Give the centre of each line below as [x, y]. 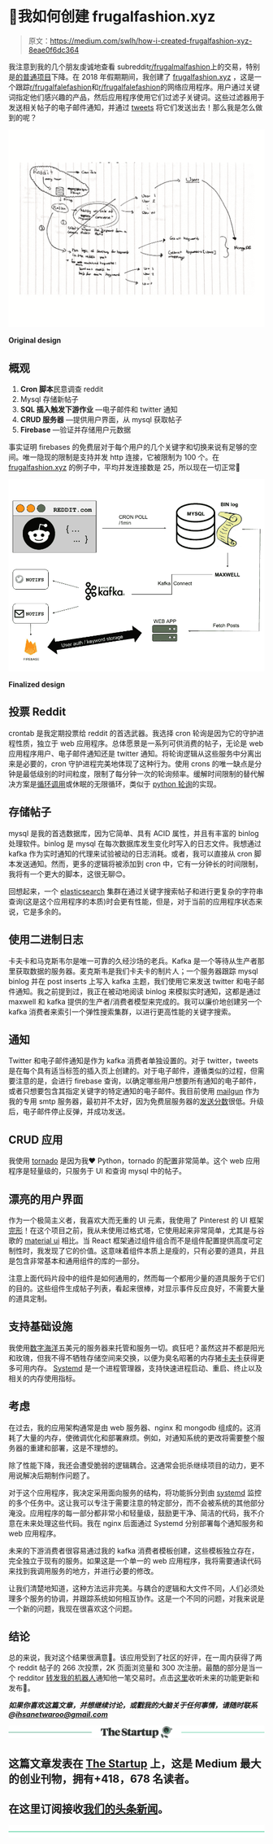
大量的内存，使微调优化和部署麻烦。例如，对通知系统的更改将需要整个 [140, 1437]
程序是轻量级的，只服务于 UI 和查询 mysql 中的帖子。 [97, 1171]
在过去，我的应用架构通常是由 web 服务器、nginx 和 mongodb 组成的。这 [131, 1428]
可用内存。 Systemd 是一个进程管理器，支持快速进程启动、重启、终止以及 [139, 1368]
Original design [35, 340]
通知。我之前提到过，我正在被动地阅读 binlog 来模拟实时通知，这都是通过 [138, 991]
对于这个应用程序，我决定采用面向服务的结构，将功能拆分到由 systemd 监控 [135, 1493]
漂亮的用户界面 [46, 1199]
